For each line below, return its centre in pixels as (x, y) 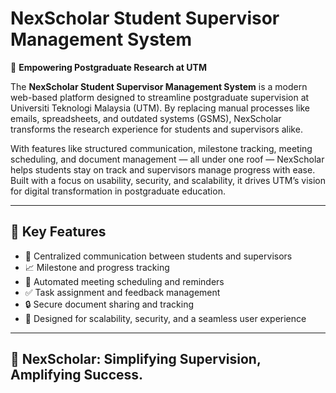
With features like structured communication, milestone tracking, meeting (161, 148)
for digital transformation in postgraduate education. (118, 191)
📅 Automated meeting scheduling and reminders (124, 281)
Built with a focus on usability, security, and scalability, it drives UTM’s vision (168, 180)
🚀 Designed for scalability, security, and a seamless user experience (165, 318)
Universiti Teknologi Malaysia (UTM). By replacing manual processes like (160, 108)
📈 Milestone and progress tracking (97, 267)
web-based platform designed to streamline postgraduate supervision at (160, 97)
